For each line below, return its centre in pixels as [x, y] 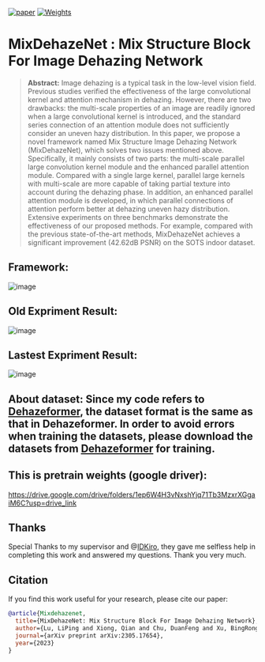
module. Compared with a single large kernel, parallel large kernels [136, 175]
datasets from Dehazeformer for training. [112, 448]
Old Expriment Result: [63, 311]
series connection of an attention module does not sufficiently [129, 125]
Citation [28, 580]
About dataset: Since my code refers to [106, 399]
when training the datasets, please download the [131, 436]
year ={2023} [35, 643]
